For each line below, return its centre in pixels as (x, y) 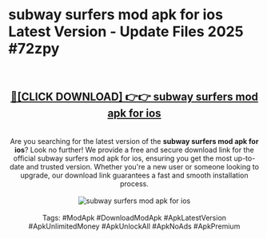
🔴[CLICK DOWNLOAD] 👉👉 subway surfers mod (134, 97)
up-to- (245, 158)
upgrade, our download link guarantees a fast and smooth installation (134, 175)
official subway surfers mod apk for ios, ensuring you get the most (123, 158)
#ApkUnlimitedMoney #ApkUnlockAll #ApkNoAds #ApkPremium (134, 226)
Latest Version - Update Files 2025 (126, 32)
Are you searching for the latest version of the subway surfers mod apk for (134, 141)
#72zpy (34, 49)
